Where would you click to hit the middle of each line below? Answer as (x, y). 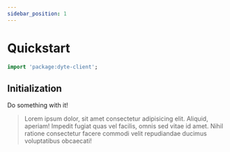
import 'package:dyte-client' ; (53, 67)
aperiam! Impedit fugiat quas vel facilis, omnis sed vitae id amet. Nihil (124, 126)
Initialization (35, 88)
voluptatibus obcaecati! (58, 141)
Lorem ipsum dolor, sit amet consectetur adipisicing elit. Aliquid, (116, 119)
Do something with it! (38, 105)
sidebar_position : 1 (37, 14)
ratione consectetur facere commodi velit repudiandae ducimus (115, 134)
